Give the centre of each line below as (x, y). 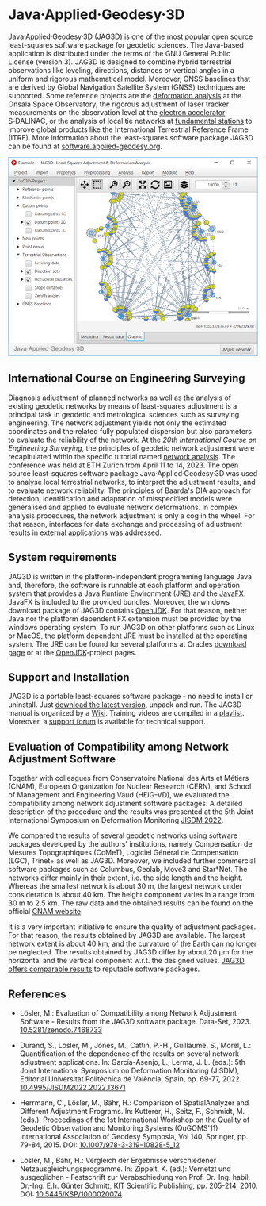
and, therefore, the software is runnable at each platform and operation (124, 585)
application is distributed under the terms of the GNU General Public (120, 53)
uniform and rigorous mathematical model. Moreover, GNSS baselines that (129, 79)
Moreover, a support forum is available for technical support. (107, 722)
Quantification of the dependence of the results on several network (129, 1054)
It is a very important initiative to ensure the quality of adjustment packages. (132, 927)
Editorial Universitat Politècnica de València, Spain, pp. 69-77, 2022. (131, 1079)
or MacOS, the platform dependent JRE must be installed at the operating (128, 636)
